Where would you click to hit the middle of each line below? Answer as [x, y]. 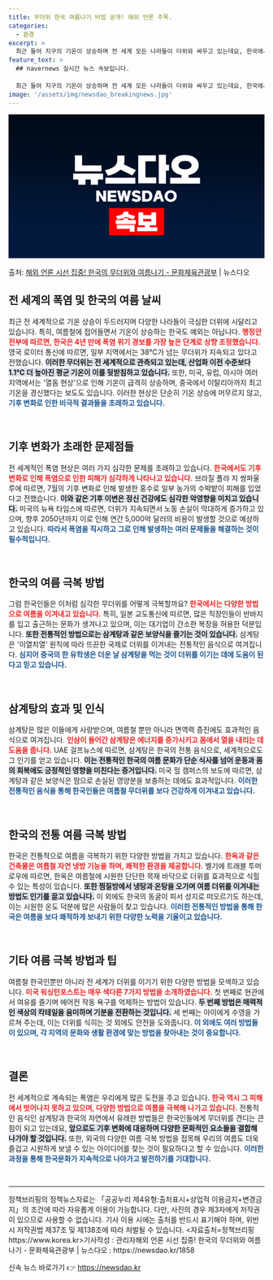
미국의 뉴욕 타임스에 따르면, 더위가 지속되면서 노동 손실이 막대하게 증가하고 [137, 508]
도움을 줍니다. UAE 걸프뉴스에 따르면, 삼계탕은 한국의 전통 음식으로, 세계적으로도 [136, 750]
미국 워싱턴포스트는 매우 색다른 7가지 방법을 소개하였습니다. [119, 991]
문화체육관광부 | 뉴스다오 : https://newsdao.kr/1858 [112, 1250]
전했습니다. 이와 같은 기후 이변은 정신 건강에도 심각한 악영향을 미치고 [130, 498]
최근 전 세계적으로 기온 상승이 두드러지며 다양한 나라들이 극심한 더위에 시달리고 [133, 321]
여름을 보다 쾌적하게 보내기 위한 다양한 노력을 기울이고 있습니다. [123, 917]
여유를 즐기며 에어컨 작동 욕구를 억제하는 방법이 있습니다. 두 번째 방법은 [129, 1002]
